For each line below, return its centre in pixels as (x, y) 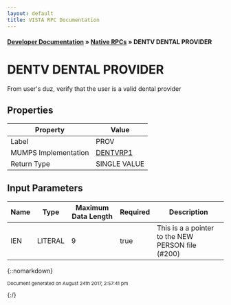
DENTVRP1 (114, 152)
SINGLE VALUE (120, 164)
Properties (30, 111)
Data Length (92, 216)
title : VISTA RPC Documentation (53, 20)
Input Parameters (45, 188)
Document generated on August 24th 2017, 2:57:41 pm (68, 283)
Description (188, 212)
